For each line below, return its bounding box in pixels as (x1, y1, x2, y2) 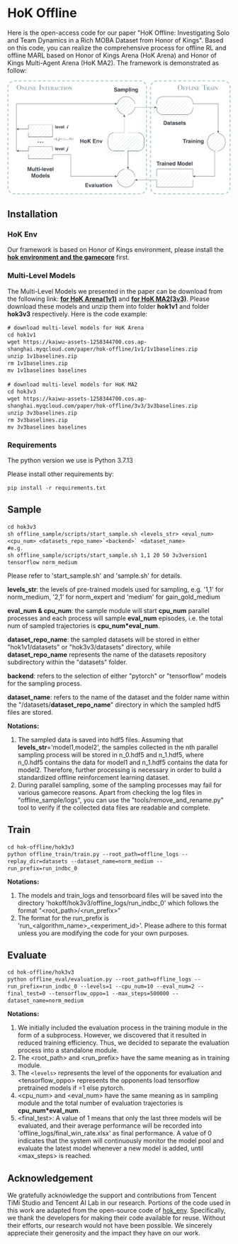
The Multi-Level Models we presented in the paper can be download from (7, 287, 223, 295)
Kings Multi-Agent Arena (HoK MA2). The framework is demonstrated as (7, 58, 220, 67)
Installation (7, 208, 58, 220)
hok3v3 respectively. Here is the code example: (7, 309, 147, 318)
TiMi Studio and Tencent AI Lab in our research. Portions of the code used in (7, 1199, 231, 1207)
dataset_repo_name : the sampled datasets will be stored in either (7, 635, 200, 644)
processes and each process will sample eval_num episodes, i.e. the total (7, 614, 223, 622)
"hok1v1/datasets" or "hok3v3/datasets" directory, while (7, 642, 171, 651)
